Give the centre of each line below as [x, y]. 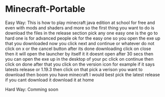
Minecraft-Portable [45, 9]
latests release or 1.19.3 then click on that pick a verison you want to [74, 69]
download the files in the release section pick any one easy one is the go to [82, 33]
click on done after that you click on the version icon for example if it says [80, 64]
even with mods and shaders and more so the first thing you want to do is [80, 27]
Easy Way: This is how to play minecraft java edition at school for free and [80, 23]
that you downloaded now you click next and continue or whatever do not [80, 43]
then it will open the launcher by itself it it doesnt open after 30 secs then [79, 54]
